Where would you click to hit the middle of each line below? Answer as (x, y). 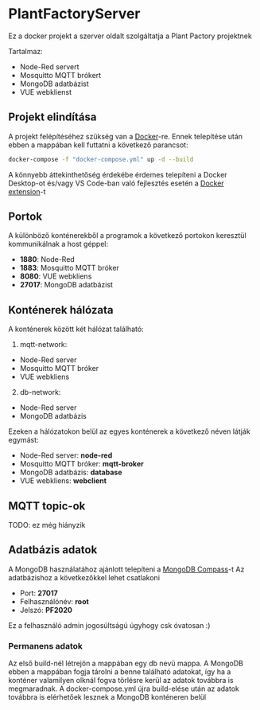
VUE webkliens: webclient (63, 481)
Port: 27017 (39, 593)
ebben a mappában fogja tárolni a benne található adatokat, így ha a (120, 672)
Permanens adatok (46, 646)
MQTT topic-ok (47, 506)
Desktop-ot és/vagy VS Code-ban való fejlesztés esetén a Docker (116, 183)
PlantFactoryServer (74, 14)
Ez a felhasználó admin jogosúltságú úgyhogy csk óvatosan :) (109, 625)
